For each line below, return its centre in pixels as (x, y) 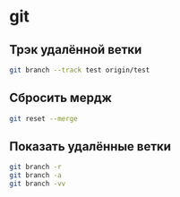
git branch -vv (38, 184)
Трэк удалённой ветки (76, 50)
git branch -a (36, 176)
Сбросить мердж (60, 98)
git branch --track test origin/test (80, 70)
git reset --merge (43, 118)
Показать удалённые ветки (90, 146)
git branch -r (36, 167)
